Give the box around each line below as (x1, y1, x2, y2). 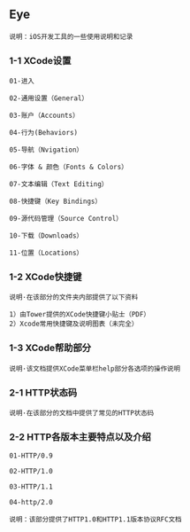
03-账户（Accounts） (9, 111, 80, 121)
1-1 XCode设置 (9, 54, 72, 66)
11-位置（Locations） (9, 248, 84, 258)
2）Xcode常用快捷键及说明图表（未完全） (9, 319, 139, 329)
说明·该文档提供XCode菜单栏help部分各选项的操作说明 (9, 364, 181, 373)
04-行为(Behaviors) (9, 129, 79, 137)
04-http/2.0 (9, 498, 53, 507)
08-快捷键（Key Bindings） (9, 197, 102, 207)
